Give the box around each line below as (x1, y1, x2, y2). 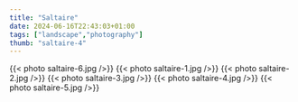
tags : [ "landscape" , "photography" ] (9, 30, 144, 39)
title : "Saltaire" (9, 13, 79, 23)
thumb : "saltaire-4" (9, 38, 88, 48)
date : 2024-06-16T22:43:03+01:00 (9, 22, 135, 31)
